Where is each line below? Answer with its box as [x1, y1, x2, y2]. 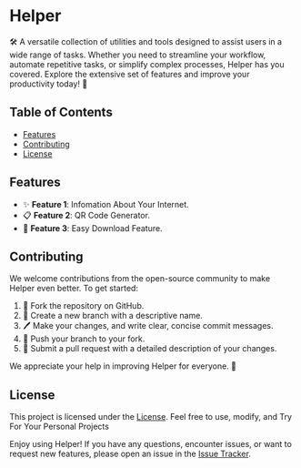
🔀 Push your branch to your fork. [22, 333, 145, 344]
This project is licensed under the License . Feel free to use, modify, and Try [9, 412, 293, 422]
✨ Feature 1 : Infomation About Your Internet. [22, 198, 189, 209]
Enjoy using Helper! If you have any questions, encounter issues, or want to [9, 439, 293, 450]
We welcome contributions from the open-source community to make [9, 273, 271, 284]
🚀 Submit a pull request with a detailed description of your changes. [22, 343, 277, 354]
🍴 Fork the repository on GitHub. [22, 300, 145, 311]
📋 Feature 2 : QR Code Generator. [22, 209, 150, 220]
